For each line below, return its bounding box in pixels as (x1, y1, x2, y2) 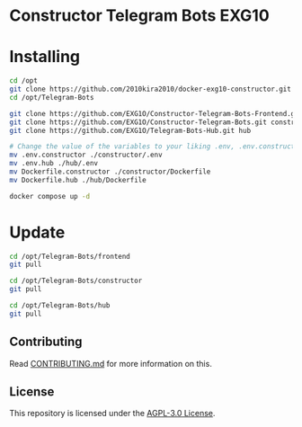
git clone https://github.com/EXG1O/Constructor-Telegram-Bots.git (9, 118, 268, 127)
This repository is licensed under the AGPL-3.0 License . (9, 408, 216, 419)
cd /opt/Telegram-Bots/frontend (9, 252, 130, 261)
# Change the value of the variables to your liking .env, (9, 142, 235, 151)
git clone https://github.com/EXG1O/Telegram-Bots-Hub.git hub (9, 126, 252, 135)
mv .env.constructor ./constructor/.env (9, 150, 164, 160)
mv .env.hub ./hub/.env (9, 159, 99, 168)
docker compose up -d (9, 191, 91, 200)
